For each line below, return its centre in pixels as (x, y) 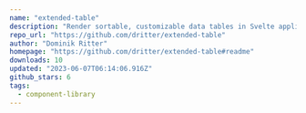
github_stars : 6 (40, 77)
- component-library (56, 94)
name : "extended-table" (55, 18)
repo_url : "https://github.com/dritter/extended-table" (117, 35)
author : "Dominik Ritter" (58, 43)
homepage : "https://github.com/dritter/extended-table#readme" (132, 52)
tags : (20, 86)
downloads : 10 (36, 60)
